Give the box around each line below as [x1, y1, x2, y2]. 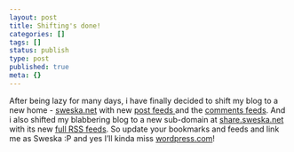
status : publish [9, 46, 69, 55]
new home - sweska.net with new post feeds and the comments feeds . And [9, 104, 286, 116]
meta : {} [9, 71, 42, 80]
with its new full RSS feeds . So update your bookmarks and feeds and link [9, 124, 280, 134]
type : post [9, 54, 50, 63]
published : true [9, 63, 69, 72]
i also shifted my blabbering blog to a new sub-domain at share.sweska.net [9, 114, 284, 124]
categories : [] [9, 29, 66, 38]
